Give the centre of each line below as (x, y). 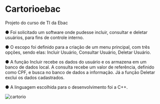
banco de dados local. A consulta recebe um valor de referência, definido (80, 67)
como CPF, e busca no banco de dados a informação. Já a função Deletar (80, 72)
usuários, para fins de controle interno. (45, 37)
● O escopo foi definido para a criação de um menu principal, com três (78, 47)
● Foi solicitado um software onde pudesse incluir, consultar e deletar (76, 32)
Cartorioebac (33, 9)
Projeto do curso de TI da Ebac (36, 23)
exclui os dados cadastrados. (35, 77)
